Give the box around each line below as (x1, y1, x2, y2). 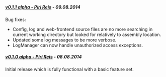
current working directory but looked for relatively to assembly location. (12, 31, 161, 37)
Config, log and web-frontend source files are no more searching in (12, 26, 153, 32)
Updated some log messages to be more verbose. (12, 36, 117, 42)
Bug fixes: (5, 16, 26, 22)
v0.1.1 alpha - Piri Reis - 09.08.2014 (5, 4, 80, 10)
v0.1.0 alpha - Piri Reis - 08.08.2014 (5, 53, 82, 59)
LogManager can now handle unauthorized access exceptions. (12, 42, 143, 48)
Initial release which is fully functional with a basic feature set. (5, 66, 134, 72)
